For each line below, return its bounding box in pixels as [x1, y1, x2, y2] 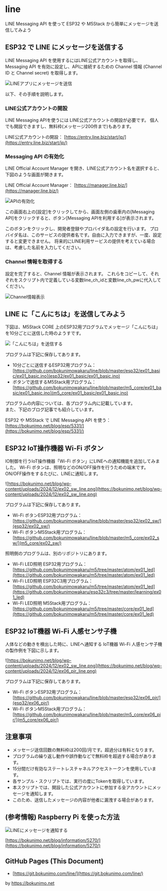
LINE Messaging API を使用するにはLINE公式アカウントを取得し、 [5, 57, 141, 63]
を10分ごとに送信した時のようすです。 [5, 330, 84, 336]
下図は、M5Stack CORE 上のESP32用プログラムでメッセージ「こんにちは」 [5, 324, 161, 330]
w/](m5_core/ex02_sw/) [12, 540, 62, 546]
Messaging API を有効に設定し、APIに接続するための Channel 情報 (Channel [5, 64, 162, 70]
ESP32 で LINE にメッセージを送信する [5, 43, 124, 52]
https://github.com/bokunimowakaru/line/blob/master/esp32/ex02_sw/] [14, 518, 162, 524]
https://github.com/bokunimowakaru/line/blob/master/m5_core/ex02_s [14, 535, 160, 541]
